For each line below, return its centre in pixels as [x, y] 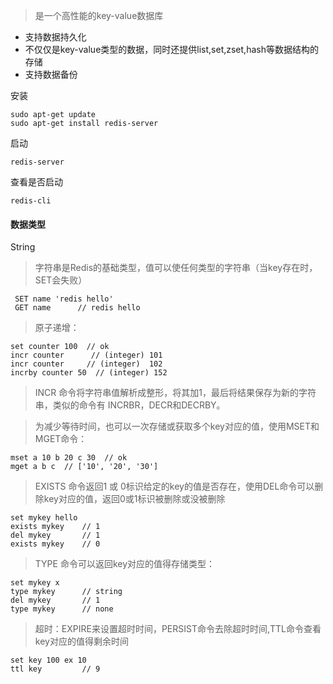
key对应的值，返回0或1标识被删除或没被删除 [134, 499]
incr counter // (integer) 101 [86, 355]
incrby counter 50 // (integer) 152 [89, 373]
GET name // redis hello [77, 308]
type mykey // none [62, 609]
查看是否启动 [36, 182]
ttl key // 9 [55, 669]
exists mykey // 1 [55, 527]
